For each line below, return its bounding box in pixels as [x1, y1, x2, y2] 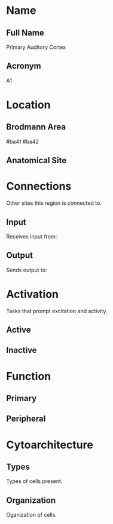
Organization [6, 495, 56, 505]
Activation [6, 287, 59, 301]
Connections [6, 179, 72, 193]
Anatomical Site [6, 155, 67, 166]
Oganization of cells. [6, 511, 57, 519]
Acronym [6, 61, 41, 71]
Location [6, 98, 51, 111]
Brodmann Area [6, 122, 66, 133]
